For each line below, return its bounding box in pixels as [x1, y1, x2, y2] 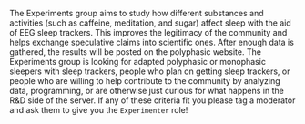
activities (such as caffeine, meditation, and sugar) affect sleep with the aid [9, 17, 291, 28]
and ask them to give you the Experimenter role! [9, 105, 188, 115]
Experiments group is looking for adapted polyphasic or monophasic [9, 57, 267, 67]
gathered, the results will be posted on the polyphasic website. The [9, 46, 262, 57]
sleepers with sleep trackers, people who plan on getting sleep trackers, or [9, 66, 290, 77]
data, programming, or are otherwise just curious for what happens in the [9, 86, 284, 96]
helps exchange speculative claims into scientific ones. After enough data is [9, 36, 294, 47]
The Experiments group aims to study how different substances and [9, 8, 264, 18]
